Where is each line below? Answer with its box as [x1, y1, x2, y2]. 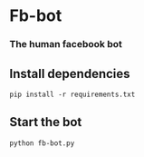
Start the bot [9, 114, 82, 130]
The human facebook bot [9, 38, 122, 51]
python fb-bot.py [9, 138, 75, 148]
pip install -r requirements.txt [9, 90, 136, 99]
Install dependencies [9, 65, 130, 82]
